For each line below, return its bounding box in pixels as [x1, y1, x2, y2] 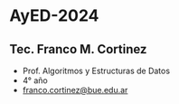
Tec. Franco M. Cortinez [9, 42, 147, 57]
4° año [22, 75, 48, 86]
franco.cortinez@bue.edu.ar [22, 85, 128, 95]
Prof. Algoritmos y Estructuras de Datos [22, 65, 170, 76]
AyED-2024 [9, 5, 99, 26]
